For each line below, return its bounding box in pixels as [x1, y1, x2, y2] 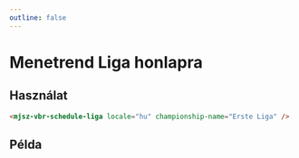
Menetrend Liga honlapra [9, 51, 204, 72]
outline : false [9, 13, 67, 23]
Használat [9, 88, 68, 104]
